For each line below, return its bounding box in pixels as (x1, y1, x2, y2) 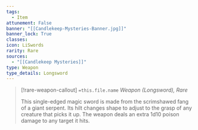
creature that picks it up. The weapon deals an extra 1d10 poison (20, 111, 180, 118)
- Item (11, 14, 28, 20)
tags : (6, 8, 20, 15)
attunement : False (6, 20, 52, 26)
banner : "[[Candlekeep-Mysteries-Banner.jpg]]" (6, 25, 127, 32)
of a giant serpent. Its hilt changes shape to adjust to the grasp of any (20, 104, 192, 111)
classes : (6, 37, 28, 43)
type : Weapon (6, 64, 39, 71)
